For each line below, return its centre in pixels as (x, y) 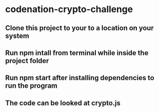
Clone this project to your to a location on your (79, 28)
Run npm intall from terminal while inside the (77, 53)
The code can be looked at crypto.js (63, 103)
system (17, 36)
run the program (32, 86)
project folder (27, 61)
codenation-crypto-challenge (69, 9)
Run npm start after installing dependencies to (80, 78)
